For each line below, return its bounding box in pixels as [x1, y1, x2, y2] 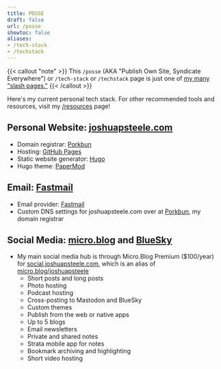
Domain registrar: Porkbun [16, 140, 92, 148]
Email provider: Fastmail [16, 200, 85, 208]
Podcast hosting [27, 289, 74, 297]
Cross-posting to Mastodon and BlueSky [27, 296, 142, 305]
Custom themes [27, 303, 73, 311]
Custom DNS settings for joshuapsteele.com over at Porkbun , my [16, 207, 201, 216]
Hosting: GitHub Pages [16, 147, 82, 155]
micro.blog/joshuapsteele [16, 267, 89, 275]
